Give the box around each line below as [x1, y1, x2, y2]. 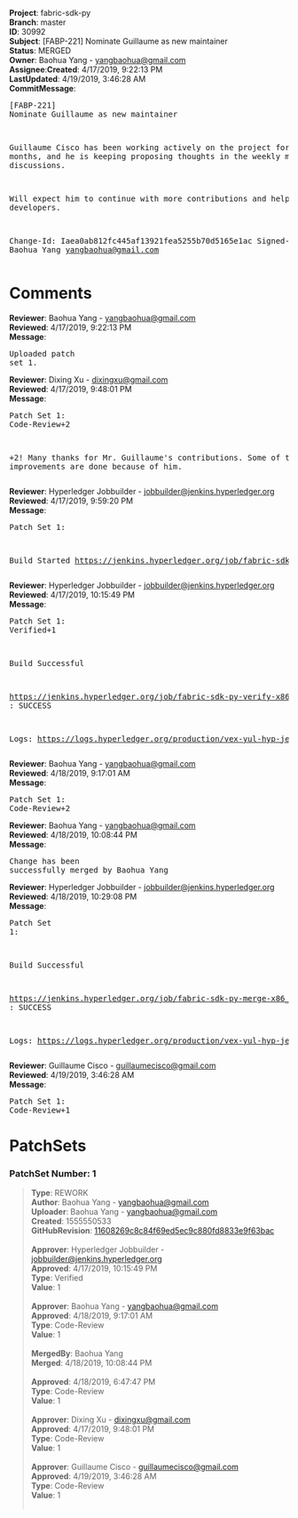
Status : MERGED [9, 45, 72, 56]
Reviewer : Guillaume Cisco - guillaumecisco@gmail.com [9, 1060, 216, 1071]
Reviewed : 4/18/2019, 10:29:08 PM [9, 891, 137, 902]
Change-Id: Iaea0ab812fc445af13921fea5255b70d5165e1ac [9, 236, 253, 245]
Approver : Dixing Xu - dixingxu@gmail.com [30, 1414, 191, 1426]
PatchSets [9, 1136, 87, 1156]
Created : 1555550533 [30, 1216, 112, 1226]
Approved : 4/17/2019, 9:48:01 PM [30, 1424, 155, 1434]
